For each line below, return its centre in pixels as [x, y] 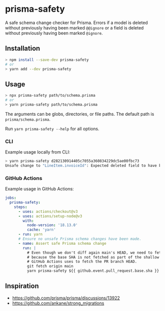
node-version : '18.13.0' [52, 225]
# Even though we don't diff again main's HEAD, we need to [90, 253]
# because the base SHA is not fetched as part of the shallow [93, 257]
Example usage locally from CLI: [38, 152]
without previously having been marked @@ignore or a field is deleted [74, 27]
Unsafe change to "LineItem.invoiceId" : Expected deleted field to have [81, 165]
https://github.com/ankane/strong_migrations [58, 303]
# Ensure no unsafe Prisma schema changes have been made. [80, 239]
